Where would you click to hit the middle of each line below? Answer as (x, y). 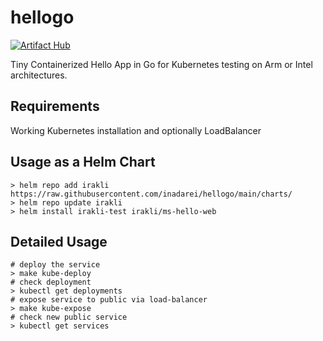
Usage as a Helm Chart (83, 162)
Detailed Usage (59, 241)
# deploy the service (55, 265)
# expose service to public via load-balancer (109, 300)
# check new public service (69, 317)
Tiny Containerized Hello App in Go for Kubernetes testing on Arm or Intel (161, 64)
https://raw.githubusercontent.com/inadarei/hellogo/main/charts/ (151, 194)
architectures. (39, 75)
